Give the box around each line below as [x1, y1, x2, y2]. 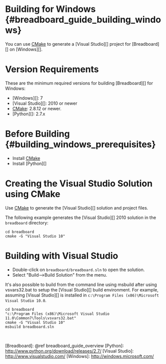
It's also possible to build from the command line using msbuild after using [5, 282, 157, 288]
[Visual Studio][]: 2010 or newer [12, 100, 78, 106]
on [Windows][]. [9, 46, 43, 52]
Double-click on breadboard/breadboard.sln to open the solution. [12, 267, 145, 273]
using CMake [5, 189, 60, 200]
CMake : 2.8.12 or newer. [12, 105, 62, 111]
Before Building [5, 128, 70, 140]
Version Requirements [5, 64, 99, 75]
